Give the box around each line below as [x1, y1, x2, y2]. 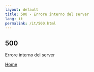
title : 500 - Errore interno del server [5, 12, 90, 17]
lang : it [5, 16, 23, 21]
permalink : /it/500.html [5, 21, 56, 26]
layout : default [5, 7, 38, 12]
